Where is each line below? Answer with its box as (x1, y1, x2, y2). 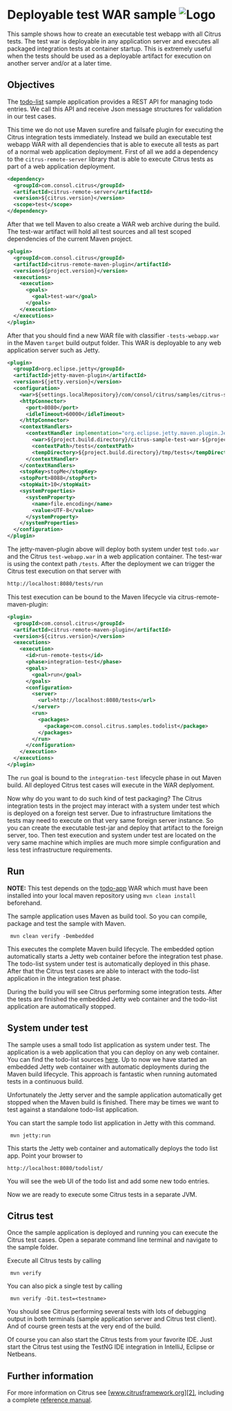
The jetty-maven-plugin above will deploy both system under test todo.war (7, 545, 220, 553)
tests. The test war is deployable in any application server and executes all (7, 37, 220, 45)
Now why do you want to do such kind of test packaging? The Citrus (7, 794, 202, 802)
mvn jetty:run (10, 1132, 51, 1139)
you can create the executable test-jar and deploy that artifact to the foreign (7, 824, 224, 832)
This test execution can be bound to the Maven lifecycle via (7, 592, 177, 601)
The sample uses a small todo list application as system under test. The (7, 1040, 211, 1049)
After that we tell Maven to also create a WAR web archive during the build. (7, 220, 220, 228)
